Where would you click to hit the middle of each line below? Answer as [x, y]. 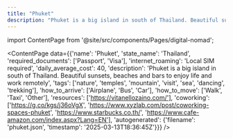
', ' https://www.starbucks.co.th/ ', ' [99, 112]
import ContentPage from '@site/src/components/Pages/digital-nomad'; [111, 40]
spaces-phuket [29, 112]
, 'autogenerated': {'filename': [153, 119]
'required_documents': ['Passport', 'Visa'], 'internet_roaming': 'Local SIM [111, 60]
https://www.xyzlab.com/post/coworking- [149, 105]
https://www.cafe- [173, 112]
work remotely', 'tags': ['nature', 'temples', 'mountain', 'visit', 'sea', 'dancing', [116, 83]
